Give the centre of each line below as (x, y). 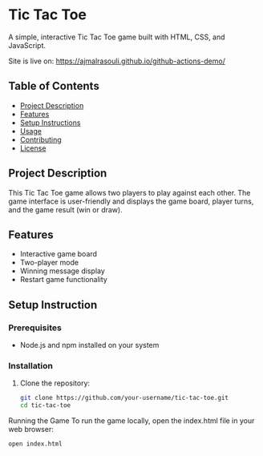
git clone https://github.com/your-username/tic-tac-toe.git (124, 398)
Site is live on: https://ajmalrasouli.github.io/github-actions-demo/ (117, 61)
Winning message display (63, 271)
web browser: (31, 430)
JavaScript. (27, 45)
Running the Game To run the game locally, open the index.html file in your (131, 421)
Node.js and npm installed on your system (89, 345)
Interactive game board (59, 254)
